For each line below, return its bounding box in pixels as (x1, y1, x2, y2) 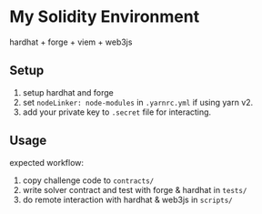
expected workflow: (9, 157, 85, 168)
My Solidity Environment (9, 6, 200, 27)
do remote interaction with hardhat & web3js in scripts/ (22, 194, 234, 205)
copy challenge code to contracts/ (22, 175, 155, 186)
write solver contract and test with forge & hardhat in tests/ (22, 184, 247, 195)
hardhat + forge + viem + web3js (9, 36, 133, 47)
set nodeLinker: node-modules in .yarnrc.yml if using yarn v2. (22, 97, 254, 107)
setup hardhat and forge (22, 87, 114, 97)
